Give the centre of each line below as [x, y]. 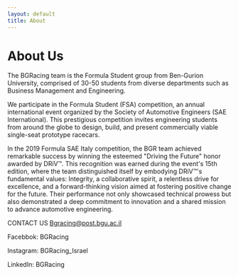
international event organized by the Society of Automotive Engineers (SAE [117, 112]
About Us [36, 56]
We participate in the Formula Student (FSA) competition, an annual [106, 105]
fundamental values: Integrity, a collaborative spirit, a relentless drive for [113, 179]
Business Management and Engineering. [66, 91]
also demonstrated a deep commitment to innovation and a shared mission [117, 202]
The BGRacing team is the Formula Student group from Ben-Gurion [106, 76]
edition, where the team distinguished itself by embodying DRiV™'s [105, 171]
